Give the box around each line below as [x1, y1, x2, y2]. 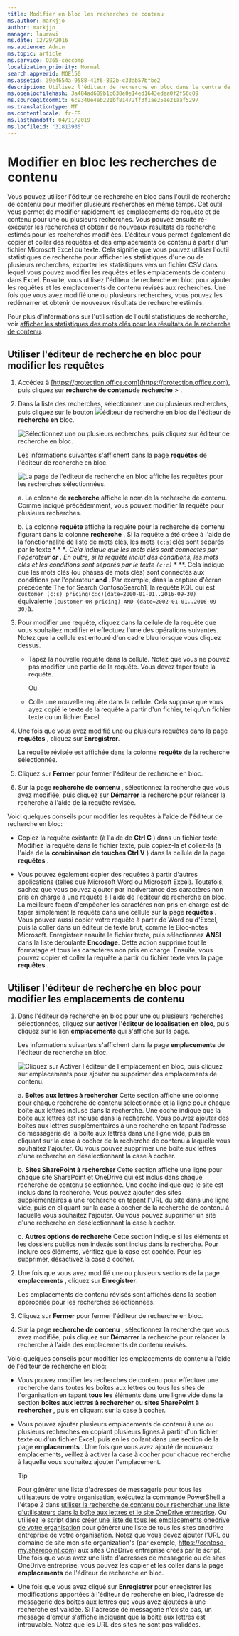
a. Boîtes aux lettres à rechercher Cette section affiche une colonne [17, 1091, 219, 1100]
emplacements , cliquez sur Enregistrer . [17, 1277, 138, 1285]
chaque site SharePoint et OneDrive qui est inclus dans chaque [17, 1173, 203, 1182]
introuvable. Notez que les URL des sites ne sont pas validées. [17, 1620, 201, 1629]
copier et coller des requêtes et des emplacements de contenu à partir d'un [7, 238, 229, 247]
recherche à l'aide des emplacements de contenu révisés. [17, 1341, 188, 1349]
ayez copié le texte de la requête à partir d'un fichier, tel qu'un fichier [28, 705, 231, 714]
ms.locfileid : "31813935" [7, 123, 84, 130]
